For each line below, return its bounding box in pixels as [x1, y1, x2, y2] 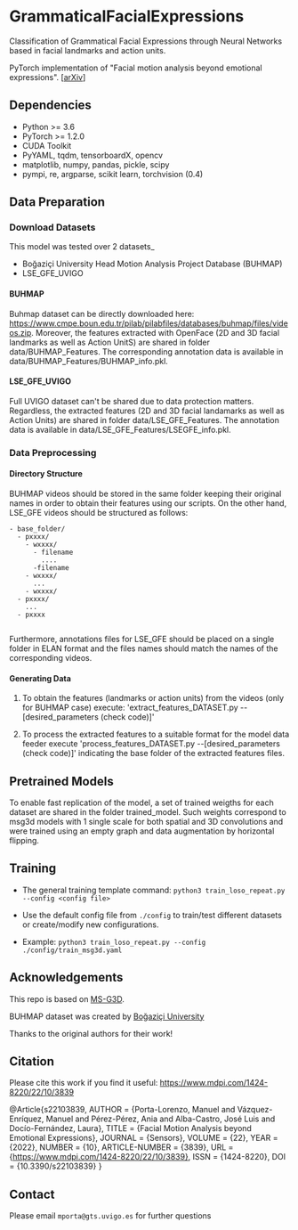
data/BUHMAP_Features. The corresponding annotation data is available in [9, 346, 284, 357]
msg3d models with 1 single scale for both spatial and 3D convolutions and [9, 816, 284, 827]
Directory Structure [9, 468, 83, 479]
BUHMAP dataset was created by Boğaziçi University [9, 1011, 205, 1022]
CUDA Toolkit [21, 140, 72, 151]
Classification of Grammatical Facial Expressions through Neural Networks [9, 36, 283, 46]
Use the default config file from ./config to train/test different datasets [21, 909, 283, 920]
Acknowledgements [9, 970, 124, 985]
